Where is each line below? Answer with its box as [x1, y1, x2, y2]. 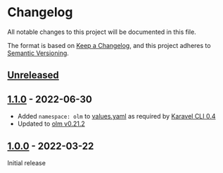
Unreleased [7, 69, 60, 81]
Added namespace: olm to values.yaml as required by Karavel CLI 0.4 [17, 112, 216, 121]
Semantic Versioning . [7, 49, 69, 57]
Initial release [7, 158, 46, 167]
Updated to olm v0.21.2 [17, 119, 86, 128]
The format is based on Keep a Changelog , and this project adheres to [7, 41, 211, 49]
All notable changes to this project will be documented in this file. [7, 28, 197, 36]
